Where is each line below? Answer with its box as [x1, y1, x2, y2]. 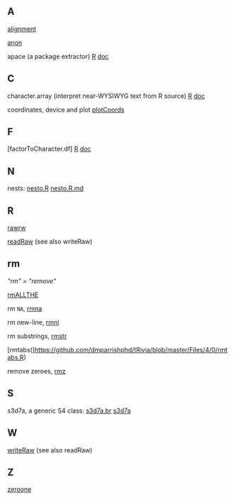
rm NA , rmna [7, 304, 42, 312]
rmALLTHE [7, 290, 39, 299]
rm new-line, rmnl [7, 317, 59, 326]
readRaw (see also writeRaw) [7, 237, 93, 246]
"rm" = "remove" [7, 276, 57, 285]
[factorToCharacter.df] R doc [7, 145, 91, 153]
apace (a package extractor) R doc [7, 52, 109, 60]
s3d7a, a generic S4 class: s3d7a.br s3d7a [7, 406, 131, 415]
